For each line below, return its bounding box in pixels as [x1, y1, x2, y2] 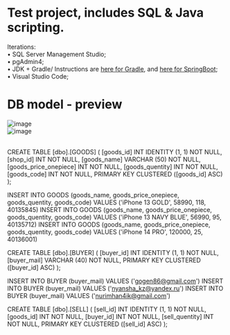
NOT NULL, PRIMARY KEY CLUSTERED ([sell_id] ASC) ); [7, 320, 168, 328]
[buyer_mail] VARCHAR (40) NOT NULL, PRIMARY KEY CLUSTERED [7, 256, 201, 264]
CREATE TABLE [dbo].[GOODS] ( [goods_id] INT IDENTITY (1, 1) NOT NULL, [7, 147, 223, 156]
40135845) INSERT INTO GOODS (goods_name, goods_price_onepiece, [7, 205, 213, 213]
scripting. [7, 19, 64, 35]
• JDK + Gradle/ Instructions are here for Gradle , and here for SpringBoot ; [7, 65, 218, 73]
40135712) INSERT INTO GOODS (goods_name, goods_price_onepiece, [7, 220, 211, 229]
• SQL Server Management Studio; [7, 50, 106, 58]
